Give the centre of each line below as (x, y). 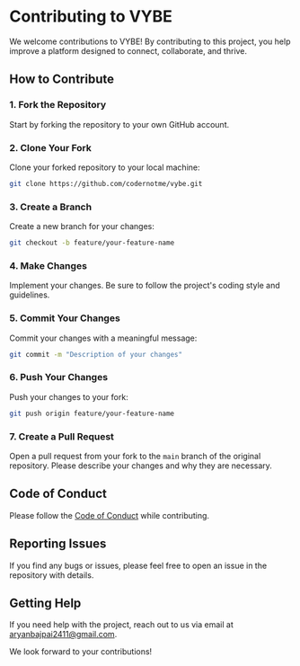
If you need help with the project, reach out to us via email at (121, 625)
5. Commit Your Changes (65, 318)
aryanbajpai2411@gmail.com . (63, 635)
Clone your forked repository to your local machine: (105, 167)
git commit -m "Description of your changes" (96, 354)
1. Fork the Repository (58, 105)
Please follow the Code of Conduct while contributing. (109, 515)
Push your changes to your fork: (69, 396)
